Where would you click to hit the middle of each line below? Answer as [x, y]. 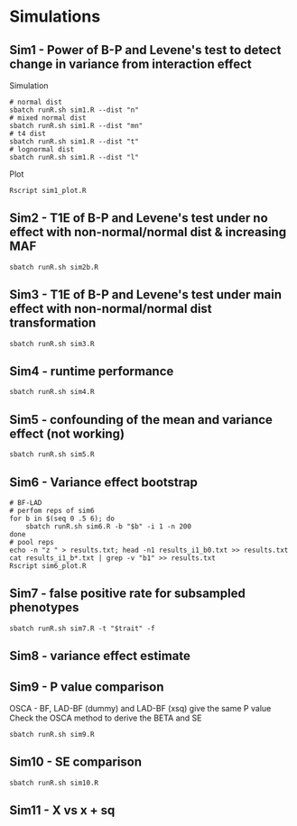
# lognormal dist [42, 150]
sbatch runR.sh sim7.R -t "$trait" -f [82, 629]
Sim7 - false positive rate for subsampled [127, 594]
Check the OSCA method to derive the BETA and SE [106, 718]
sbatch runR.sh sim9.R [52, 735]
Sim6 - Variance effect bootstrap [104, 482]
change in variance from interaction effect [130, 64]
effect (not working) [67, 433]
